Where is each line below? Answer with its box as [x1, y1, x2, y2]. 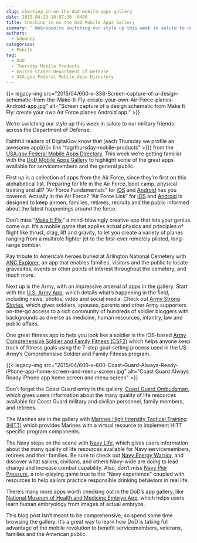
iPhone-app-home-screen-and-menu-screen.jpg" [6, 368, 127, 375]
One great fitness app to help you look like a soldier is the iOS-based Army [6, 332, 186, 339]
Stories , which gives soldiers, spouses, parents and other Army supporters [6, 301, 187, 308]
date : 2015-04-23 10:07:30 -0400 [6, 14, 88, 20]
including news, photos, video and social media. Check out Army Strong [6, 296, 181, 303]
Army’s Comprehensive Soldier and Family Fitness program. [6, 350, 151, 358]
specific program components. [6, 428, 81, 435]
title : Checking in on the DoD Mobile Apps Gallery [6, 19, 135, 25]
